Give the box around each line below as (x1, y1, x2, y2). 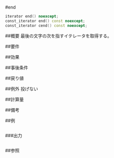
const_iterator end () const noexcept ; (5, 18, 85, 23)
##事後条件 (5, 64, 28, 70)
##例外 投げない (5, 86, 38, 92)
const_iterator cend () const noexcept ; (5, 23, 88, 28)
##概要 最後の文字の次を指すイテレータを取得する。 (5, 32, 112, 39)
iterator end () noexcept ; (5, 14, 58, 19)
